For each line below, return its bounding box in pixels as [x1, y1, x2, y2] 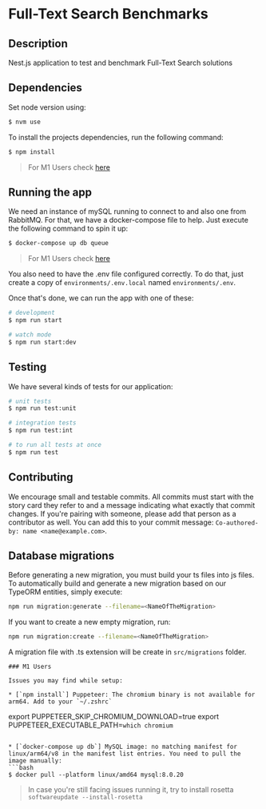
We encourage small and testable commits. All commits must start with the [8, 492, 254, 501]
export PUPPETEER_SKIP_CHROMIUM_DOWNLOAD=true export [8, 712, 220, 722]
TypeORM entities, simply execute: [8, 587, 123, 597]
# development [8, 309, 56, 317]
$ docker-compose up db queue [8, 239, 109, 248]
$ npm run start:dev [8, 338, 77, 346]
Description [8, 37, 68, 50]
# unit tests [8, 397, 52, 405]
